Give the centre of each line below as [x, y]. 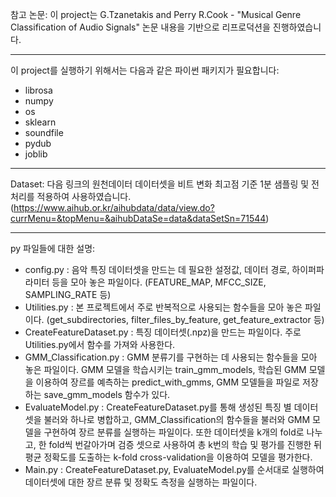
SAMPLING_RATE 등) [68, 294]
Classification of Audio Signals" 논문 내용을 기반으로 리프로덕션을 [140, 27]
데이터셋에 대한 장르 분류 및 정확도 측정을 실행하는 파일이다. [141, 482]
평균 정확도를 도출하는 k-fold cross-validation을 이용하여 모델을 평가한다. [168, 457]
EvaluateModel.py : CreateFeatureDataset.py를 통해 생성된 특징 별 [158, 407]
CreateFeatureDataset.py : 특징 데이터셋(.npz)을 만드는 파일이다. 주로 [163, 332]
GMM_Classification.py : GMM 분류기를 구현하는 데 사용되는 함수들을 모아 [171, 357]
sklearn [40, 122]
